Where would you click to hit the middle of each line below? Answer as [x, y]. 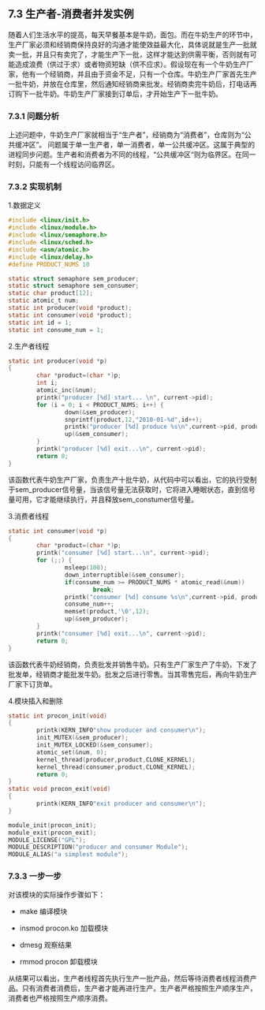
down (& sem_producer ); [100, 412]
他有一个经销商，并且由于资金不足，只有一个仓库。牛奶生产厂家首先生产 [139, 74]
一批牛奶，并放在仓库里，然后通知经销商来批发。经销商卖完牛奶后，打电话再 [132, 84]
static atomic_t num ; [44, 301]
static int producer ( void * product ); [70, 308]
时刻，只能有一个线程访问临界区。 [63, 165]
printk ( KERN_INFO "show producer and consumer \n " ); [121, 730]
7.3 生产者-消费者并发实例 [71, 14]
